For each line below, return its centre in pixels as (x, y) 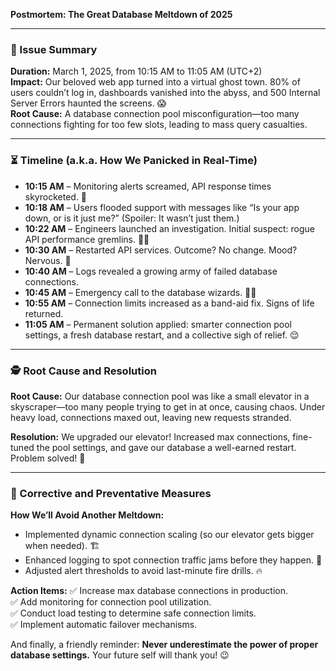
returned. (44, 313)
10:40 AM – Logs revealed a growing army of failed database (151, 271)
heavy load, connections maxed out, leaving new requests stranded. (151, 417)
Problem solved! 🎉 (48, 458)
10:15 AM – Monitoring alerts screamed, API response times (148, 186)
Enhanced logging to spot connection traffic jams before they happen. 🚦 (173, 560)
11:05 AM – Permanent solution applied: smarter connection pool (158, 324)
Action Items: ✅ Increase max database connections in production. (149, 591)
